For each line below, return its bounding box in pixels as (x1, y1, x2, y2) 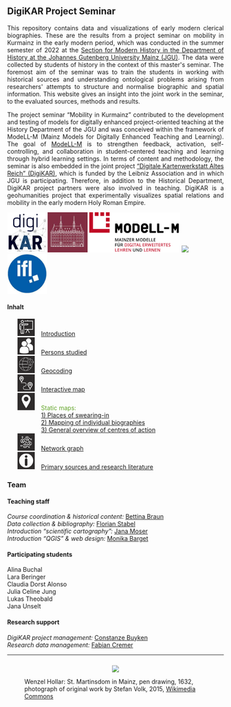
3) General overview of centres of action (41, 426, 156, 434)
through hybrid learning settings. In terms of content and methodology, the (7, 155, 224, 163)
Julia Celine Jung (7, 588, 56, 596)
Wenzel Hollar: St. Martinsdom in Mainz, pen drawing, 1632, (24, 677, 194, 686)
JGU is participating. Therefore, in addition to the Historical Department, (7, 176, 224, 185)
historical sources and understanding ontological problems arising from (7, 75, 224, 83)
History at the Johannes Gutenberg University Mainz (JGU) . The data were (7, 53, 225, 61)
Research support (7, 617, 60, 626)
